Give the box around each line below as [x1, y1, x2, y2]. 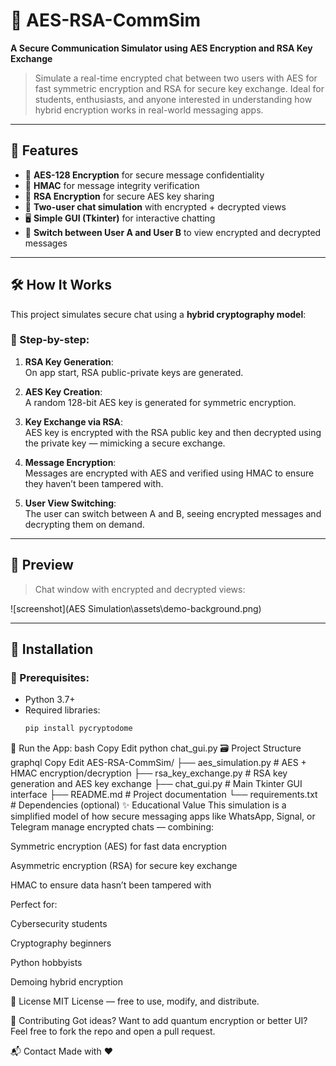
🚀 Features [10, 142, 79, 159]
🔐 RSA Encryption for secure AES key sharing [24, 190, 215, 202]
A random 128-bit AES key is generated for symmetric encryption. [24, 396, 297, 408]
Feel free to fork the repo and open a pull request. [10, 1025, 216, 1038]
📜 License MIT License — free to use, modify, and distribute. [10, 995, 260, 1008]
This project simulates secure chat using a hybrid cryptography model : [10, 308, 307, 320]
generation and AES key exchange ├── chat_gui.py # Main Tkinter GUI [10, 778, 303, 790]
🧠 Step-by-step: [10, 333, 90, 347]
